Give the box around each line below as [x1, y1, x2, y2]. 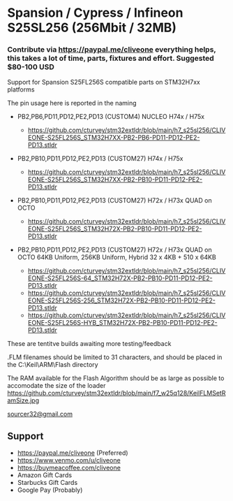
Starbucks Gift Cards [17, 479, 78, 487]
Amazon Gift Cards [17, 471, 72, 479]
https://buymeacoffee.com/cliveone [17, 463, 121, 472]
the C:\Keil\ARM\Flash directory [7, 361, 99, 369]
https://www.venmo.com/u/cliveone [17, 456, 121, 465]
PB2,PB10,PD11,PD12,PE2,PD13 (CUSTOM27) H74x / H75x [17, 154, 183, 163]
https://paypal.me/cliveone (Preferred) [17, 449, 128, 457]
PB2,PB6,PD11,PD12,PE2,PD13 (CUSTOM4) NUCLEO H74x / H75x [17, 112, 204, 121]
